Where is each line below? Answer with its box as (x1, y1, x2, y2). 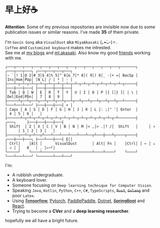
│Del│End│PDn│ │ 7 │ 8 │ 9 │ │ (5, 94, 73, 99)
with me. (5, 55, 23, 61)
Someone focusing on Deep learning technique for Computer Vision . (12, 182, 152, 188)
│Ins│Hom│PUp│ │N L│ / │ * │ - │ (5, 77, 73, 82)
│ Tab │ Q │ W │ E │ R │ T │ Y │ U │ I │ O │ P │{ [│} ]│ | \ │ (5, 90, 138, 95)
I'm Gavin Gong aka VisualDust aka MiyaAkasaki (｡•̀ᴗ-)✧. (5, 39, 118, 45)
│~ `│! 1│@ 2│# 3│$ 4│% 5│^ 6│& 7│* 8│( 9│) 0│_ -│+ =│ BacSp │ (5, 73, 138, 78)
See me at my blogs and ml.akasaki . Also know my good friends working (5, 50, 151, 56)
